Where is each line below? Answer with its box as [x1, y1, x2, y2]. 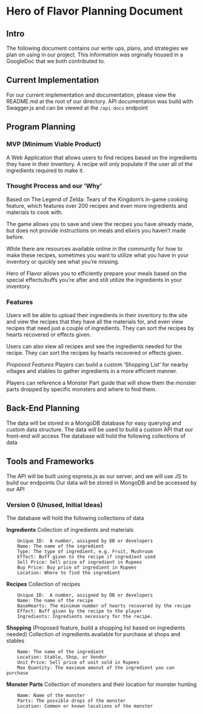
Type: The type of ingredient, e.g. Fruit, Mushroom [17, 549, 153, 555]
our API [6, 485, 25, 493]
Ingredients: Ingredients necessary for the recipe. [17, 614, 153, 620]
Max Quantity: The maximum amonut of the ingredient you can [17, 665, 175, 671]
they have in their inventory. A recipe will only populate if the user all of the [6, 160, 193, 168]
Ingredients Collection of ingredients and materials [6, 526, 134, 534]
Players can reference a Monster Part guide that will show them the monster [6, 379, 196, 386]
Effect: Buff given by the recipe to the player [17, 608, 142, 614]
